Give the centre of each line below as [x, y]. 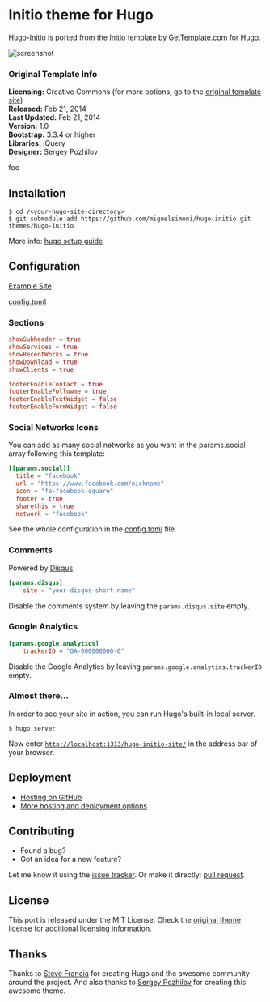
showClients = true [41, 369]
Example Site [30, 286]
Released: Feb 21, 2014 [48, 109]
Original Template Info [53, 74]
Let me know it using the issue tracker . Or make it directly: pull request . [127, 875]
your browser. [32, 752]
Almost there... [38, 696]
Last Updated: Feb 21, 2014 [55, 117]
